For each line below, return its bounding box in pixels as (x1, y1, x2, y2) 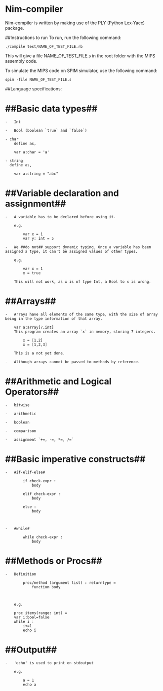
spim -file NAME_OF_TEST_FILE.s (5, 77, 72, 82)
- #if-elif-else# (5, 470, 45, 475)
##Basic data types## (5, 103, 98, 115)
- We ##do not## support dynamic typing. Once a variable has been (5, 244, 152, 250)
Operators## (5, 386, 59, 397)
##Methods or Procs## (5, 555, 102, 566)
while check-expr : (23, 535, 63, 539)
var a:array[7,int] (14, 325, 54, 330)
